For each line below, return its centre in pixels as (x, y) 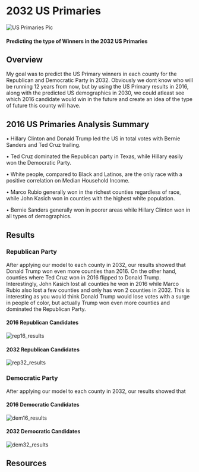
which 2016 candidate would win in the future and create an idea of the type (99, 99)
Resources (26, 463)
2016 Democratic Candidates (43, 405)
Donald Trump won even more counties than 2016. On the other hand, (91, 271)
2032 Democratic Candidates (43, 432)
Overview (25, 60)
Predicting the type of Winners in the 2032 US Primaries (77, 41)
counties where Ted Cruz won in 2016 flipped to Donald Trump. (84, 277)
